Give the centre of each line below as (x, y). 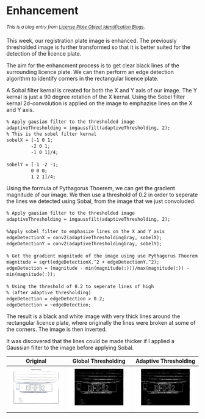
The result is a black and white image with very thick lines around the (93, 316)
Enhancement (42, 11)
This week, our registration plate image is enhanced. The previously (92, 40)
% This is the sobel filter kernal (52, 134)
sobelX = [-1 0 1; (30, 140)
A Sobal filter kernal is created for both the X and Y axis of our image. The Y (102, 90)
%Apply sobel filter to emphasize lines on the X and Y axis (86, 231)
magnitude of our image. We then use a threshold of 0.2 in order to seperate (102, 195)
